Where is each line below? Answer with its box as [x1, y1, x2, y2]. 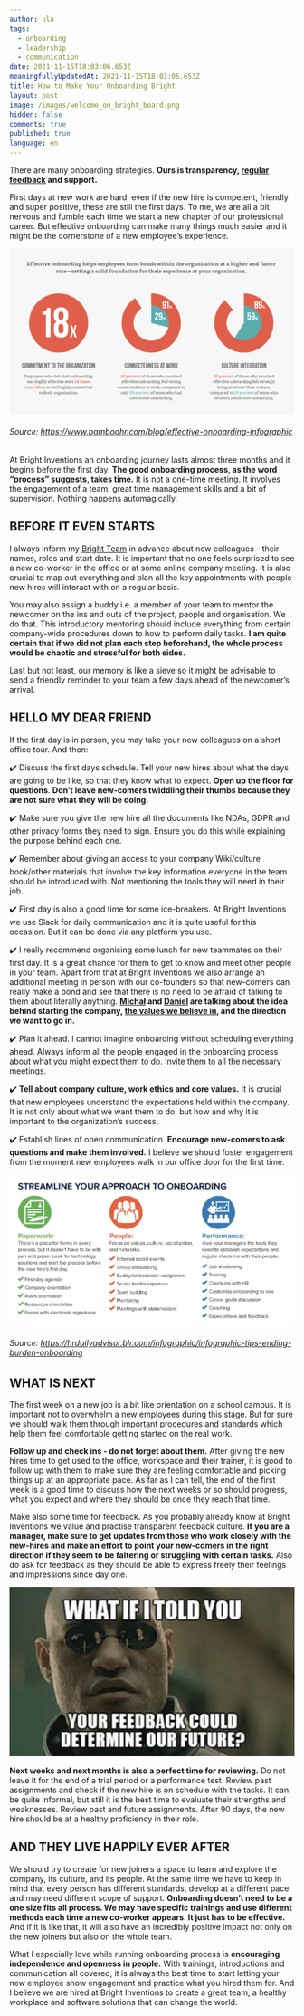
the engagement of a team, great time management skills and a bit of [9, 483, 267, 494]
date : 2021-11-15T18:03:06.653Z [9, 62, 131, 72]
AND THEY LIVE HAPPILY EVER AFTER [9, 1839, 231, 1855]
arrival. [9, 683, 36, 694]
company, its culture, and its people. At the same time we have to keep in [9, 1873, 282, 1884]
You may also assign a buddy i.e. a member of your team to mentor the [9, 598, 274, 610]
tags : [9, 24, 30, 33]
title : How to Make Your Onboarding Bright [9, 81, 176, 91]
